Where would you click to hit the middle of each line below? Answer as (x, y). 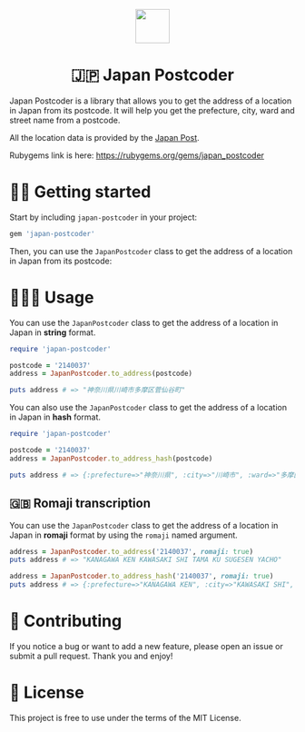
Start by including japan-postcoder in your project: (103, 217)
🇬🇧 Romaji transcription (80, 504)
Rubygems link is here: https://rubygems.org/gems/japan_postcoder (137, 155)
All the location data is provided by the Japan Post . (104, 137)
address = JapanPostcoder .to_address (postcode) (101, 374)
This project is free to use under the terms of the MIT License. (126, 717)
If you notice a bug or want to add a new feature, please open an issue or (146, 646)
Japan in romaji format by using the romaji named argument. (123, 535)
